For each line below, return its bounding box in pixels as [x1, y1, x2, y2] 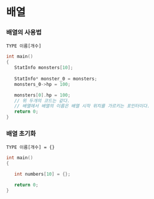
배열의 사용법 [6, 28, 42, 36]
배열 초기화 [6, 129, 36, 138]
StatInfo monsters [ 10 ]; [14, 65, 73, 71]
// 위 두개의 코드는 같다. [14, 98, 70, 104]
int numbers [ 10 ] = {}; [14, 171, 70, 178]
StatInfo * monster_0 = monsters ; [14, 76, 97, 82]
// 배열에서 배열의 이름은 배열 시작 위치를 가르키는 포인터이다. [14, 103, 150, 109]
